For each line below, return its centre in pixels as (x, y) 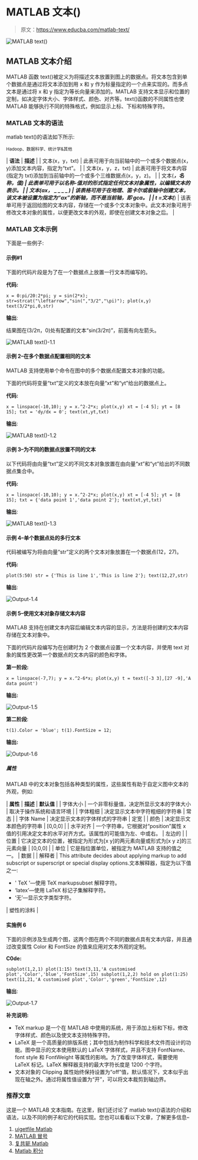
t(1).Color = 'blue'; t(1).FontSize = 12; (59, 731)
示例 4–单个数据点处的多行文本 (43, 538)
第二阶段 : (17, 719)
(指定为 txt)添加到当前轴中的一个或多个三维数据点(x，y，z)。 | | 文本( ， (93, 176)
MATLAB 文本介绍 (39, 62)
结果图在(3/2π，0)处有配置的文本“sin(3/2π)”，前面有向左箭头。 (83, 330)
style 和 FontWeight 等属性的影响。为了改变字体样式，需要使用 (102, 1057)
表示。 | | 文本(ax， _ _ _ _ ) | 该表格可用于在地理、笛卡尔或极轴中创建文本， (97, 190)
